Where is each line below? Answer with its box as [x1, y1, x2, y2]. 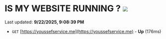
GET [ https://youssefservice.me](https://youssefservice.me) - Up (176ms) [11, 28, 162, 34]
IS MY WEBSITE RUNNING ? [4, 3, 121, 14]
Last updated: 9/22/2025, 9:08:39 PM [4, 19, 84, 25]
